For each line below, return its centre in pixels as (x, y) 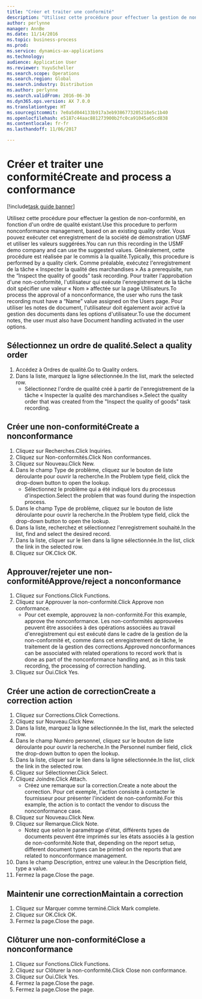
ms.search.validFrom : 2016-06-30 (49, 96)
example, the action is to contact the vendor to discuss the (97, 805)
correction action (40, 700)
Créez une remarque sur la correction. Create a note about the (101, 785)
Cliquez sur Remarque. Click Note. (57, 824)
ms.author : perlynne (33, 90)
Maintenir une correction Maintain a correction (95, 894)
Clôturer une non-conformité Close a (76, 940)
